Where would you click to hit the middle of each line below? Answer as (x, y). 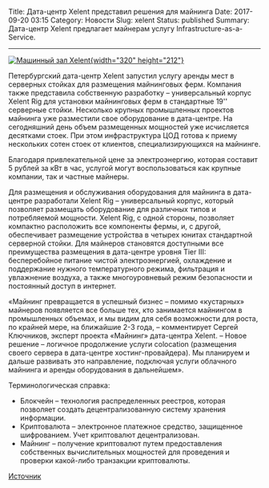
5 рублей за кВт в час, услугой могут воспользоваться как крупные (125, 168)
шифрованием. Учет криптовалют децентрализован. (110, 435)
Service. (22, 37)
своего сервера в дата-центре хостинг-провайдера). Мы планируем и (129, 353)
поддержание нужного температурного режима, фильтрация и (117, 269)
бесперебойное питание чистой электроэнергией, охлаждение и (120, 260)
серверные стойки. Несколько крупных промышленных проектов (121, 110)
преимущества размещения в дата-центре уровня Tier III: (107, 252)
